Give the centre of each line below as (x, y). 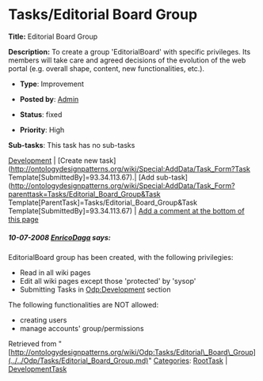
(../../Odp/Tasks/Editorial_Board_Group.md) (78, 360)
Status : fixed (41, 114)
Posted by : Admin (49, 99)
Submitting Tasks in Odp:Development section (95, 289)
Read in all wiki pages (55, 272)
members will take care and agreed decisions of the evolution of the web (127, 60)
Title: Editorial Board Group (53, 36)
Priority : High (42, 130)
